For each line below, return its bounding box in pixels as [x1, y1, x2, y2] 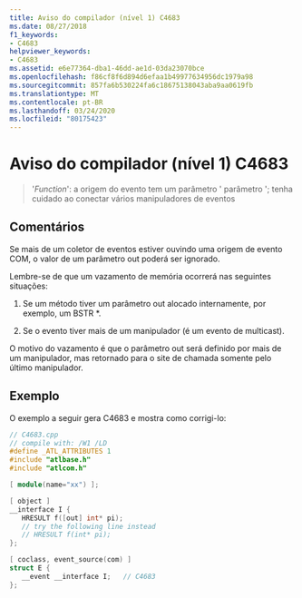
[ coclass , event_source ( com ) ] [9, 555, 132, 564]
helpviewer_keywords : [9, 47, 92, 56]
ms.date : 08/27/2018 [9, 22, 88, 31]
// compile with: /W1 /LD [9, 438, 107, 447]
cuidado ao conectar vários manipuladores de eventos [31, 193, 236, 204]
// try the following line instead [21, 522, 156, 531]
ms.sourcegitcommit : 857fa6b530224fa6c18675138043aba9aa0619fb [9, 81, 254, 90]
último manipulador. [9, 362, 83, 373]
